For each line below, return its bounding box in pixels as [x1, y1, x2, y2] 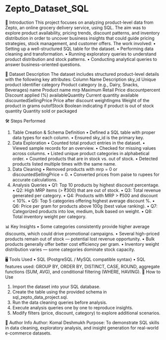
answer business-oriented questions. [5, 61, 81, 67]
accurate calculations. [12, 176, 58, 182]
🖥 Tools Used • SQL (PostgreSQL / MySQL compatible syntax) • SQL [5, 256, 146, 262]
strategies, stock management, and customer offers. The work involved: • [5, 40, 156, 46]
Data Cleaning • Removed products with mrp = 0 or [12, 166, 118, 172]
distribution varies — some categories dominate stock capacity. [5, 246, 135, 252]
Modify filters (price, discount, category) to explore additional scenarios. [12, 310, 161, 316]
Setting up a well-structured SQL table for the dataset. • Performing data [5, 46, 154, 52]
